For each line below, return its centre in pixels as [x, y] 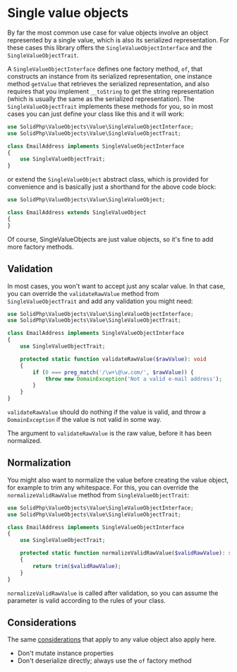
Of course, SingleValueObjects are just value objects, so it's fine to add [110, 239]
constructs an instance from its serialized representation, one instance [110, 76]
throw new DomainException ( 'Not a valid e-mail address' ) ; [133, 379]
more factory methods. [41, 247]
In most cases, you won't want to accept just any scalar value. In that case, [116, 286]
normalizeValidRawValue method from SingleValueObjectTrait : [98, 495]
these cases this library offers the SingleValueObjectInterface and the [110, 47]
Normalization [39, 463]
